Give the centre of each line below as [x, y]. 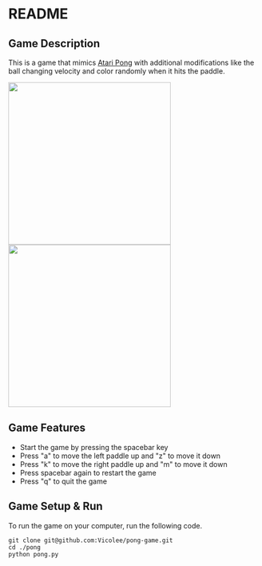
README [38, 14]
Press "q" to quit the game [64, 481]
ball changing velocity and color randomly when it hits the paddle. [117, 71]
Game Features [47, 428]
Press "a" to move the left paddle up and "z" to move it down [120, 456]
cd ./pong [25, 547]
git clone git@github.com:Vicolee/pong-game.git [91, 540]
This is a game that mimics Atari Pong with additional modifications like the [131, 62]
